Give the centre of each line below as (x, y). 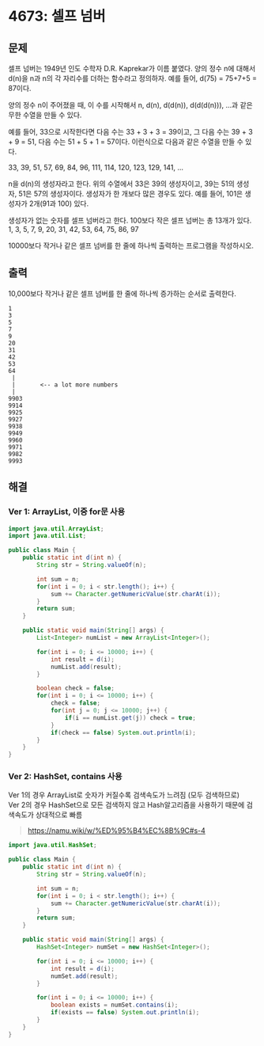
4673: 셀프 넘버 (57, 16)
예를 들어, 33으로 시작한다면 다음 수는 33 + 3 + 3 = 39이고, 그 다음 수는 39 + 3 (130, 132)
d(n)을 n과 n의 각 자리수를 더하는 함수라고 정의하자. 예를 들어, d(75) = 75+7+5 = (133, 78)
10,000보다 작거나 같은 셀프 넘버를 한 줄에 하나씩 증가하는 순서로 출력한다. (123, 293)
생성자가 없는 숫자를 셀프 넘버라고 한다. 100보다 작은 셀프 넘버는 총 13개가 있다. (130, 220)
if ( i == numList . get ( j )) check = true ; (130, 717)
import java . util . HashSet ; (53, 845)
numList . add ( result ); (86, 667)
